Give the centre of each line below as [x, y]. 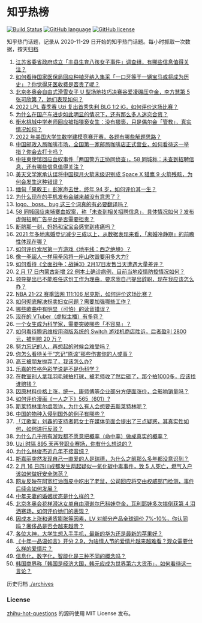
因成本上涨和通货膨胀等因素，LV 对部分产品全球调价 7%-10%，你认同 [102, 518]
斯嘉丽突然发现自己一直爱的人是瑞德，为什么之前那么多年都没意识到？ [102, 458]
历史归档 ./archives [30, 583]
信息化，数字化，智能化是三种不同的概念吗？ [71, 556]
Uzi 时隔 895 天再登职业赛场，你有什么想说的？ [74, 443]
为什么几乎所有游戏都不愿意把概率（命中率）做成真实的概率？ [92, 436]
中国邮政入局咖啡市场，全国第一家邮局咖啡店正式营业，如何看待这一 [100, 144]
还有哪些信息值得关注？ [55, 167]
